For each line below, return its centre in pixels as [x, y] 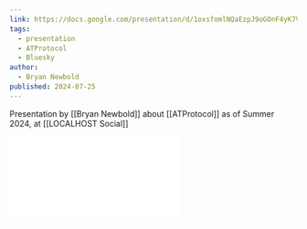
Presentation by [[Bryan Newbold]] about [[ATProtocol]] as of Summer [142, 113]
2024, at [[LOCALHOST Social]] [69, 123]
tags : [20, 29]
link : [20, 19]
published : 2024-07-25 [53, 87]
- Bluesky [36, 58]
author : [24, 68]
